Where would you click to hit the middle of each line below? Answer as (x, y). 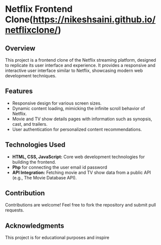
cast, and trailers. (30, 124)
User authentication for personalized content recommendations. (77, 129)
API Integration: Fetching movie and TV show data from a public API (81, 172)
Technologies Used (35, 145)
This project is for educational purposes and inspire (57, 238)
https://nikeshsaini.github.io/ (94, 19)
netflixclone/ (31, 30)
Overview (20, 48)
